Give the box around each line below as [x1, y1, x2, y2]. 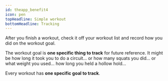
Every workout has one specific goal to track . [5, 70, 100, 76]
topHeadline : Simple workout [5, 16, 66, 21]
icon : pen [5, 12, 26, 17]
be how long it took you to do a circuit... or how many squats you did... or [5, 55, 156, 61]
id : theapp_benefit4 [5, 7, 49, 12]
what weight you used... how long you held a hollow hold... [5, 60, 126, 66]
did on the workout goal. [5, 40, 56, 46]
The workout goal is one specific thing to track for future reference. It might [5, 50, 163, 56]
